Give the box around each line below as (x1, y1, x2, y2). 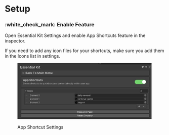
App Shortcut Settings (17, 124, 64, 130)
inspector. (5, 38, 26, 44)
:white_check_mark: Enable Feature (5, 21, 95, 28)
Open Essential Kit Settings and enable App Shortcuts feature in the (5, 32, 146, 38)
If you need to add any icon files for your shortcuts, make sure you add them (5, 48, 164, 54)
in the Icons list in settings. (5, 53, 60, 59)
